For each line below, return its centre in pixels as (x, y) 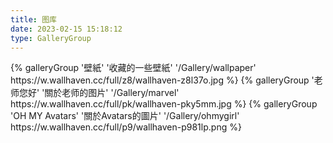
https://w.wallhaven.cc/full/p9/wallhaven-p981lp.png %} (126, 127)
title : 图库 (33, 19)
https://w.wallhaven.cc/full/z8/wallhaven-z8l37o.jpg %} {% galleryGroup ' (162, 80)
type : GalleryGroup (51, 38)
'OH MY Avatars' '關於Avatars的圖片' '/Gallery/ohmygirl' (125, 116)
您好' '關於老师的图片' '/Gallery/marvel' (99, 93)
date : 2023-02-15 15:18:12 (66, 29)
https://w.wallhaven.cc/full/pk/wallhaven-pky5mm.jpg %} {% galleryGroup (164, 104)
